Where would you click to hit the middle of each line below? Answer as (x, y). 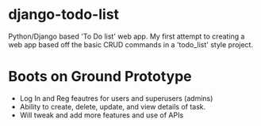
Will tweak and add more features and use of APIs (102, 115)
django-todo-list (64, 15)
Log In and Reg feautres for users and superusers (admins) (116, 98)
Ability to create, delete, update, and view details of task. (113, 106)
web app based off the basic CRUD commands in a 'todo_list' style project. (131, 44)
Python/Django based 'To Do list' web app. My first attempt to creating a (127, 36)
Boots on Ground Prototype (100, 77)
